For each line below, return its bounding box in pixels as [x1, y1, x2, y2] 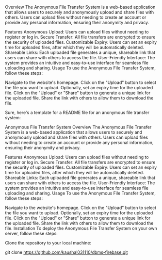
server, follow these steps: [5, 230, 58, 236]
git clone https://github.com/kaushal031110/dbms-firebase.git [5, 249, 128, 255]
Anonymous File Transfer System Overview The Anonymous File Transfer [5, 124, 152, 130]
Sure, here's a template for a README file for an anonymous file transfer [5, 110, 149, 115]
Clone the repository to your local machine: [5, 240, 92, 245]
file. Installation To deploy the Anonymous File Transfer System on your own [5, 226, 157, 231]
